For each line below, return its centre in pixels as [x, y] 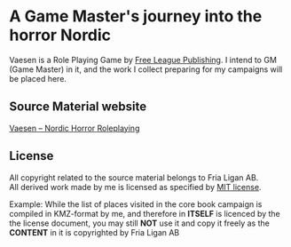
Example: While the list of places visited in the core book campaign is [136, 204]
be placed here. [38, 78]
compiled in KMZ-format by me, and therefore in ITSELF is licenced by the [145, 213]
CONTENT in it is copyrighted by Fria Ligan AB [94, 232]
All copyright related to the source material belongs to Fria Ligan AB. [134, 177]
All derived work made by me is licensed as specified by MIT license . [135, 187]
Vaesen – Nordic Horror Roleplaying [75, 128]
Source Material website [78, 107]
